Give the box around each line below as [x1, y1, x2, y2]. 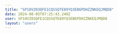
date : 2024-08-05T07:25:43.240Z [5, 12, 70, 16]
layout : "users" [5, 20, 38, 26]
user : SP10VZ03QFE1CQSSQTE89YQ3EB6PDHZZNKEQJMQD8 [5, 16, 108, 21]
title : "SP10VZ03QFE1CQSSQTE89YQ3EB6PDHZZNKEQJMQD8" [5, 7, 114, 12]
